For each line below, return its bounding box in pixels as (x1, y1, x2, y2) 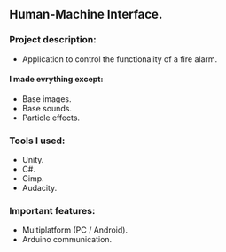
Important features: (9, 205, 96, 218)
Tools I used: (9, 134, 66, 147)
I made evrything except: (9, 74, 104, 85)
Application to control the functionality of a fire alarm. (21, 53, 218, 65)
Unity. (21, 155, 44, 165)
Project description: (9, 34, 97, 46)
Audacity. (21, 183, 58, 194)
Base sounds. (21, 103, 73, 113)
